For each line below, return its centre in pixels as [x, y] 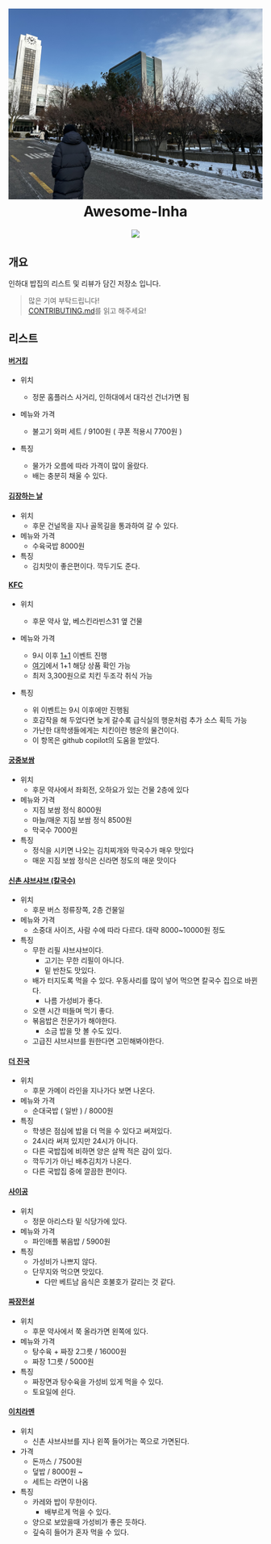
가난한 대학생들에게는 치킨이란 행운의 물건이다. [105, 730]
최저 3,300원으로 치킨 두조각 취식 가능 [92, 675]
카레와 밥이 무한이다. [65, 1501]
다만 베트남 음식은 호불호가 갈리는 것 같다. [110, 1282]
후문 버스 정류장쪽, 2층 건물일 [78, 910]
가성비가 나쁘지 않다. [65, 1261]
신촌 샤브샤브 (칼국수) [42, 880]
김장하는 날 [25, 496]
